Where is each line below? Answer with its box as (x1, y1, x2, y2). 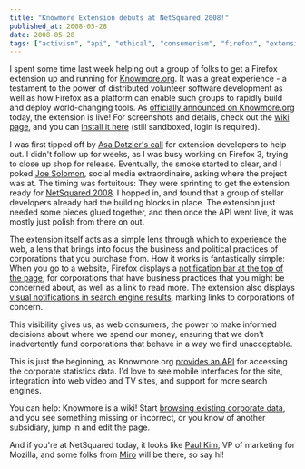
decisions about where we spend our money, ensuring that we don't (9, 329, 264, 340)
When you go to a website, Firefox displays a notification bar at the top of (9, 263, 284, 274)
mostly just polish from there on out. (9, 216, 145, 227)
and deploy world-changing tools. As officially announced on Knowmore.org (9, 102, 295, 114)
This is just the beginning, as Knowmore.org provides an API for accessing (9, 356, 288, 367)
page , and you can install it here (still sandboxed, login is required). (9, 122, 261, 133)
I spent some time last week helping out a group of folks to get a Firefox (9, 64, 279, 75)
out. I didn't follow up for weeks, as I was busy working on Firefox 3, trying (9, 149, 289, 160)
